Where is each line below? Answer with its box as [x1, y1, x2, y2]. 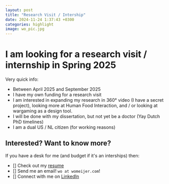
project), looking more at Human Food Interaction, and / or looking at [12, 103, 158, 109]
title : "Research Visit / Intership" [5, 12, 86, 17]
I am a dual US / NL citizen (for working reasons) [12, 124, 116, 130]
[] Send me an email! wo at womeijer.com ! [12, 168, 101, 174]
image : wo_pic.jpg [5, 27, 45, 32]
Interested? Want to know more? [5, 139, 112, 148]
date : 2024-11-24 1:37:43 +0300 [5, 17, 74, 22]
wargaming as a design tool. [12, 108, 73, 114]
